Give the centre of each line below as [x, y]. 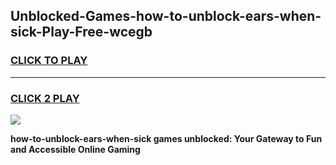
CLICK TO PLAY [49, 61]
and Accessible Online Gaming [75, 149]
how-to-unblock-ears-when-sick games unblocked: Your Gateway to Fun [166, 138]
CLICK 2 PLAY [45, 98]
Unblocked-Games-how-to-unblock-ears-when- [166, 16]
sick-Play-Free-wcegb [81, 32]
